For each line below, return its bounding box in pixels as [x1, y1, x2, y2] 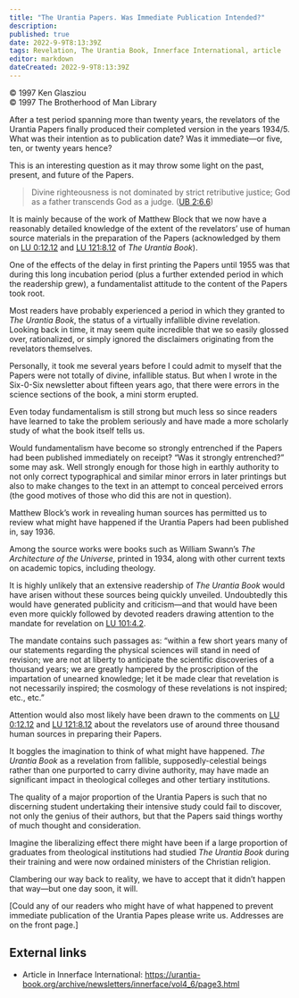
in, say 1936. [9, 526, 55, 537]
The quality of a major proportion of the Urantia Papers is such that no [9, 792, 268, 802]
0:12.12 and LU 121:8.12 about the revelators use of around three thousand [9, 718, 279, 729]
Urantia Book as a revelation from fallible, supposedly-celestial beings [9, 755, 268, 766]
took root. [9, 288, 46, 298]
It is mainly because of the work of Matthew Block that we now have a [9, 214, 268, 224]
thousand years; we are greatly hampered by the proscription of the [9, 663, 259, 675]
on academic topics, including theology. [9, 562, 156, 573]
